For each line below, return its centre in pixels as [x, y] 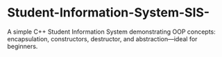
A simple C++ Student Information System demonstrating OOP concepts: [112, 32]
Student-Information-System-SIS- [109, 13]
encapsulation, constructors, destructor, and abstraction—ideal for [102, 38]
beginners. [23, 46]
